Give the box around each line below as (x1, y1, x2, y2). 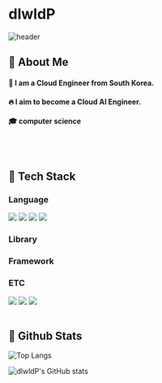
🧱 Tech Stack (8, 170, 76, 184)
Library (8, 233, 38, 245)
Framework (8, 255, 54, 267)
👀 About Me (8, 55, 69, 69)
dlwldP (8, 5, 56, 24)
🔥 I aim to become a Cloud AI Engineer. (8, 97, 142, 107)
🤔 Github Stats (8, 329, 83, 342)
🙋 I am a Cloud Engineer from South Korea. (8, 78, 155, 88)
